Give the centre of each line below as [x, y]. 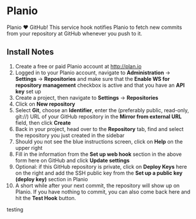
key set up [28, 91]
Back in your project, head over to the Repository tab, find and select [99, 129]
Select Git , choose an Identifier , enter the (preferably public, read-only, [102, 110]
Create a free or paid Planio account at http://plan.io [78, 66]
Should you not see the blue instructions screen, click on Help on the [99, 141]
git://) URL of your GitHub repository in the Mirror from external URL [98, 116]
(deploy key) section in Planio [52, 179]
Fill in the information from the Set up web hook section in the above [98, 154]
